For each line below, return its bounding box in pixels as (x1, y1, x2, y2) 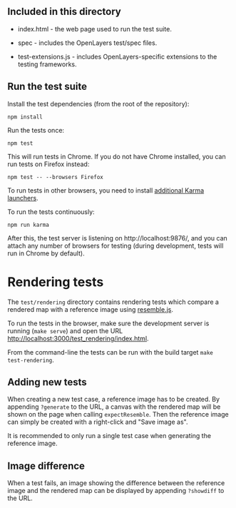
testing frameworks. (17, 60, 77, 68)
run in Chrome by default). (7, 249, 85, 258)
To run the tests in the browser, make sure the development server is (7, 319, 210, 327)
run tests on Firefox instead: (7, 160, 90, 168)
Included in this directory (7, 6, 121, 18)
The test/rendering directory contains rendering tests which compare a (7, 298, 220, 306)
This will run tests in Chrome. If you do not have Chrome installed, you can (7, 152, 226, 161)
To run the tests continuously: (7, 207, 95, 216)
